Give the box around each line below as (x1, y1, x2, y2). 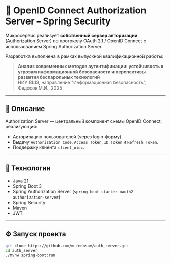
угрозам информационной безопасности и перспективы (17, 69, 146, 75)
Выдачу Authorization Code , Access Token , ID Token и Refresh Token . (12, 139, 159, 145)
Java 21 (12, 178, 29, 184)
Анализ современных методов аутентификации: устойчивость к (17, 63, 164, 69)
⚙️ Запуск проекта (5, 230, 66, 238)
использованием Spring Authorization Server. (5, 43, 103, 49)
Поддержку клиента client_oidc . (12, 144, 85, 150)
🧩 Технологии (5, 164, 51, 173)
